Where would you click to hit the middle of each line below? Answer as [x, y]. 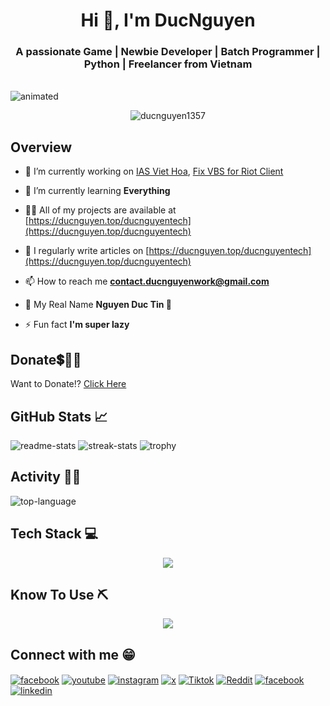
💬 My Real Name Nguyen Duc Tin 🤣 [98, 305]
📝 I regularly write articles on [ [87, 251]
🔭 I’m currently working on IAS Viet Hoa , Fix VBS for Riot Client [154, 171]
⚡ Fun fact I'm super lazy [77, 325]
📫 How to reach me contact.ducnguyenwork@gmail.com [147, 281]
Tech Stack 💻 [54, 534]
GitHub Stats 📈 [59, 416]
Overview [41, 147]
